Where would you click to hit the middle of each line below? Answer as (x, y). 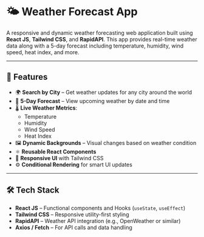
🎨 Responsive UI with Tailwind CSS (59, 158)
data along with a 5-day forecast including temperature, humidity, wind (95, 46)
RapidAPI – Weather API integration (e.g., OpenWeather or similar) (98, 221)
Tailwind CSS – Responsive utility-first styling (72, 214)
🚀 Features (27, 77)
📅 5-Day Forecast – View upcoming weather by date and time (92, 101)
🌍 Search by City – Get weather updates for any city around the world (104, 92)
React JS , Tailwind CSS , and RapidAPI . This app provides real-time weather (102, 39)
